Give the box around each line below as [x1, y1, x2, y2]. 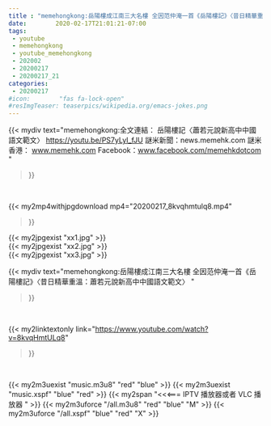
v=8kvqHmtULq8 [8, 333, 66, 343]
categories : [8, 79, 49, 87]
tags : [8, 27, 27, 35]
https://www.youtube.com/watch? [95, 324, 209, 334]
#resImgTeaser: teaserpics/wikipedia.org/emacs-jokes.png [8, 102, 208, 110]
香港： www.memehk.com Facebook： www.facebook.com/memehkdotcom [8, 146, 261, 155]
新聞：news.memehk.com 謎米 [159, 135, 262, 146]
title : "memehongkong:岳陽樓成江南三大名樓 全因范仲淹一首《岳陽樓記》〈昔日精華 [8, 11, 257, 20]
